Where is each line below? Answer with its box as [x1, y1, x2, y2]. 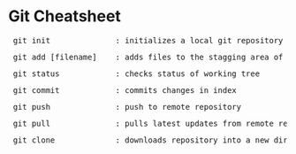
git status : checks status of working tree [12, 68, 261, 79]
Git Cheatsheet [8, 6, 121, 27]
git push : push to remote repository [12, 102, 242, 112]
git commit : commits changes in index [12, 85, 238, 95]
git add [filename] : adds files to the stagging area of [12, 51, 284, 62]
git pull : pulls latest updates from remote [12, 118, 275, 128]
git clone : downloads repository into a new [12, 135, 270, 145]
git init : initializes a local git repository [12, 35, 284, 45]
